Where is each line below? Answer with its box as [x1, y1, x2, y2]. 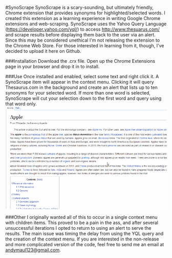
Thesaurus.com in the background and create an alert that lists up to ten [5, 84, 158, 90]
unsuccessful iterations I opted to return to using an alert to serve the [5, 225, 152, 231]
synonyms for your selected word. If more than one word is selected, [5, 90, 151, 96]
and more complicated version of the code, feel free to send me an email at [5, 241, 164, 247]
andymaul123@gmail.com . [5, 247, 61, 253]
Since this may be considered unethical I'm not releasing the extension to [5, 37, 160, 43]
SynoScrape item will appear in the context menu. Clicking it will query [5, 79, 155, 85]
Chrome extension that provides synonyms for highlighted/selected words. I [5, 10, 165, 16]
